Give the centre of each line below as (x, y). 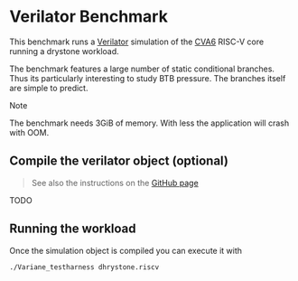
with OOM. (29, 132)
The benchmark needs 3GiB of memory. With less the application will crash (149, 123)
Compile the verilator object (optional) (119, 161)
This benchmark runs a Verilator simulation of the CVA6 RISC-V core (137, 42)
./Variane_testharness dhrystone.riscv (84, 267)
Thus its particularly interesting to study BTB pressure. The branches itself (148, 78)
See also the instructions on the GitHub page (115, 183)
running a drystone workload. (64, 51)
